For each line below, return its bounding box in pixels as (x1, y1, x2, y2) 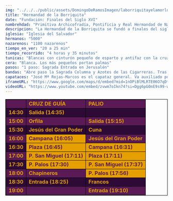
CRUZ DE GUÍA (28, 100, 66, 107)
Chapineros (28, 169, 58, 176)
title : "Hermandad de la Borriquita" (5, 12, 86, 17)
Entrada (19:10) (88, 187, 129, 194)
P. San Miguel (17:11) (28, 152, 83, 159)
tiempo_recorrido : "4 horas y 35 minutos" (5, 50, 98, 56)
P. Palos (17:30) (28, 160, 69, 168)
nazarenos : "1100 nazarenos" (5, 41, 68, 46)
